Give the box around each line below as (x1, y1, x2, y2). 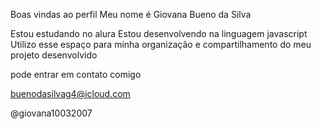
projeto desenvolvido (10, 49, 98, 61)
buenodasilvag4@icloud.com (10, 88, 131, 99)
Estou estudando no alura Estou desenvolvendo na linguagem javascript (10, 28, 308, 39)
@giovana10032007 (10, 107, 93, 119)
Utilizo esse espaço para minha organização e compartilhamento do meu (10, 39, 312, 50)
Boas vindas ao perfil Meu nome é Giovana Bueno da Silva (10, 9, 252, 20)
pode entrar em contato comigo (10, 69, 142, 80)
